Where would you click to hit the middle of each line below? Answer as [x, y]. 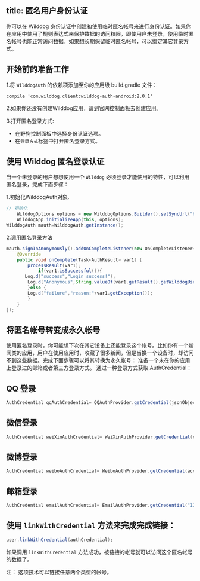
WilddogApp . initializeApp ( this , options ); [70, 220]
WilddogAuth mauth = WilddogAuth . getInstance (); [65, 225]
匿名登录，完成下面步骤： [37, 185]
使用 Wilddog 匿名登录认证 [55, 162]
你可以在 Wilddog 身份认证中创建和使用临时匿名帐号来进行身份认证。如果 [96, 26]
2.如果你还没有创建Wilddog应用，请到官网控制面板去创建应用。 [84, 108]
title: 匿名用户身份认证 [47, 11]
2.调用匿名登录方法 [29, 237]
